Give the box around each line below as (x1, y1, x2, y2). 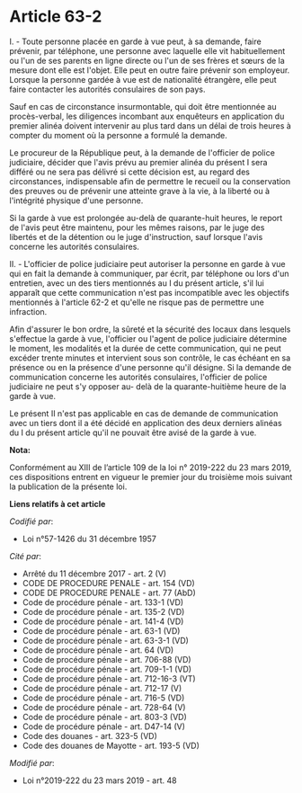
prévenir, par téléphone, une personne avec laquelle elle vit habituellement (9, 45, 286, 56)
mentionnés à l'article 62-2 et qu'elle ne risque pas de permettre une (9, 297, 265, 307)
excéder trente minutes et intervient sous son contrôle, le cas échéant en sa (9, 352, 291, 363)
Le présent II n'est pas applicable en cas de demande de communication (9, 407, 279, 419)
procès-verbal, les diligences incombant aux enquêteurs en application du (9, 111, 285, 121)
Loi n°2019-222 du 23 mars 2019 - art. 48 (22, 775, 177, 786)
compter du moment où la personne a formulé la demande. (9, 129, 227, 140)
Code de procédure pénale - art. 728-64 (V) (22, 701, 186, 712)
